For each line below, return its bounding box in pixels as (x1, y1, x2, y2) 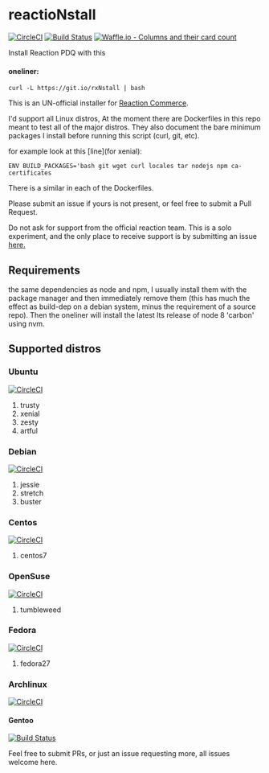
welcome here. (8, 758, 58, 767)
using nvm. (8, 319, 46, 328)
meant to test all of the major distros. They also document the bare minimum (8, 122, 261, 132)
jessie (19, 479, 40, 489)
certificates (8, 169, 52, 178)
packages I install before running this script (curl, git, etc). (8, 131, 200, 141)
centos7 (19, 551, 47, 561)
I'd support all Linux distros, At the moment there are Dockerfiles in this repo (8, 114, 261, 124)
